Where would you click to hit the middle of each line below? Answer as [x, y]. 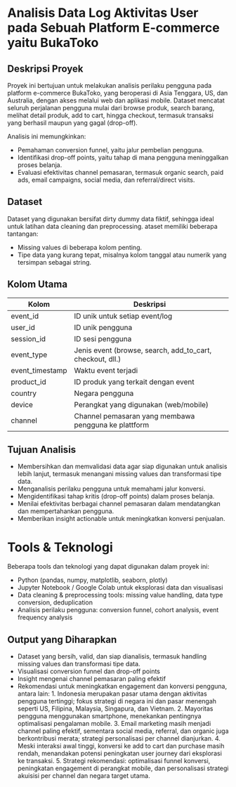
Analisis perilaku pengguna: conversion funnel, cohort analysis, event [118, 610]
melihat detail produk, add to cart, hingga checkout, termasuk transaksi [111, 115]
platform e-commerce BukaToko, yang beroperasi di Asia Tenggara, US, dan [118, 93]
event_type [29, 355]
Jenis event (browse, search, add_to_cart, [143, 350]
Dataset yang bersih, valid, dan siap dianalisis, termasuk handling [112, 656]
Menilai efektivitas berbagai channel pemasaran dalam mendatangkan [119, 504]
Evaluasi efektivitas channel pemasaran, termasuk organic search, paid [120, 172]
